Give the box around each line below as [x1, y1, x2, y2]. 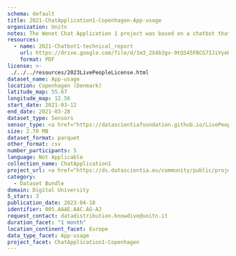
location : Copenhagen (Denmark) [7, 82, 102, 89]
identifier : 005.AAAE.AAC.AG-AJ [7, 206, 102, 213]
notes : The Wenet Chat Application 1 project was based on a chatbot [7, 29, 216, 37]
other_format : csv [7, 141, 61, 148]
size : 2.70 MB [7, 128, 49, 135]
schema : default [7, 10, 55, 18]
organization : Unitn [7, 23, 68, 30]
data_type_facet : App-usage [7, 232, 90, 239]
